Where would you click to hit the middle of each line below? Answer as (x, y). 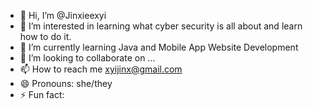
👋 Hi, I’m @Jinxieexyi (63, 15)
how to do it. (45, 36)
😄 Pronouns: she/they (66, 83)
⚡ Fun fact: (42, 94)
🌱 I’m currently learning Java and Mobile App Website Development (159, 47)
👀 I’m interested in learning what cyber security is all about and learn (161, 26)
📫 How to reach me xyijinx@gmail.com (101, 69)
